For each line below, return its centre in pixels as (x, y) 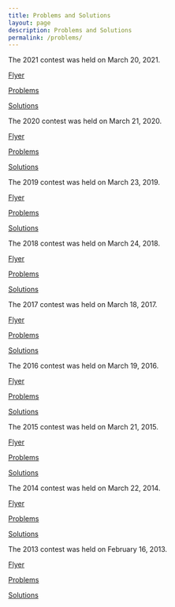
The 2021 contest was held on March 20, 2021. (84, 60)
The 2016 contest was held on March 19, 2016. (84, 366)
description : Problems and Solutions (70, 30)
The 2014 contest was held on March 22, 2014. (84, 488)
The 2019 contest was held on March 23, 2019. (84, 182)
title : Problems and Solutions (60, 15)
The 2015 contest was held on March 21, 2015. (84, 427)
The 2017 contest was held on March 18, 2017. (83, 305)
